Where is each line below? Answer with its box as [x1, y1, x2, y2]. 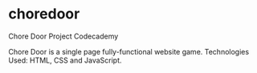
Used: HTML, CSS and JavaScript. [8, 55, 122, 65]
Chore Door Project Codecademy [8, 31, 119, 41]
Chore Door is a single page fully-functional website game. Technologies [8, 47, 250, 56]
